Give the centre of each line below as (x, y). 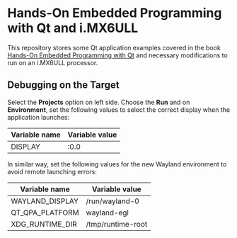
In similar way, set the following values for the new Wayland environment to (117, 164)
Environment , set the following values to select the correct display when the (119, 109)
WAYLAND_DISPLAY (45, 201)
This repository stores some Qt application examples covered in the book (114, 47)
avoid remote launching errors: (52, 171)
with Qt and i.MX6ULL (73, 28)
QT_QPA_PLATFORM (45, 212)
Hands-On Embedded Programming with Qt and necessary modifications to (117, 55)
